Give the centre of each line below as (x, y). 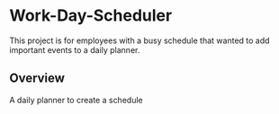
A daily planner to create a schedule (76, 100)
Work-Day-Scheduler (91, 16)
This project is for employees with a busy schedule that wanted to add (139, 40)
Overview (37, 79)
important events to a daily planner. (75, 49)
